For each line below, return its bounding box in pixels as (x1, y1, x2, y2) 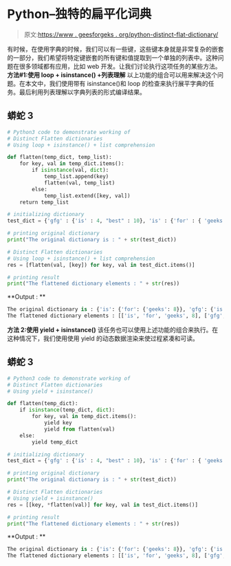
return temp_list (19, 199, 69, 206)
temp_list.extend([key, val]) (43, 192, 131, 199)
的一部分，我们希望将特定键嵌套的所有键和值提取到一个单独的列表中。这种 (7, 53, 218, 62)
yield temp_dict (32, 438, 78, 446)
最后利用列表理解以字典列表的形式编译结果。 (19, 87, 146, 96)
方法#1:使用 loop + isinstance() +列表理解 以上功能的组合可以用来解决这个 (7, 70, 218, 79)
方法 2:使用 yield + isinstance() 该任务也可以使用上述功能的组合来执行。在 (7, 326, 219, 334)
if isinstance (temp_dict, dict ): (19, 406, 115, 413)
